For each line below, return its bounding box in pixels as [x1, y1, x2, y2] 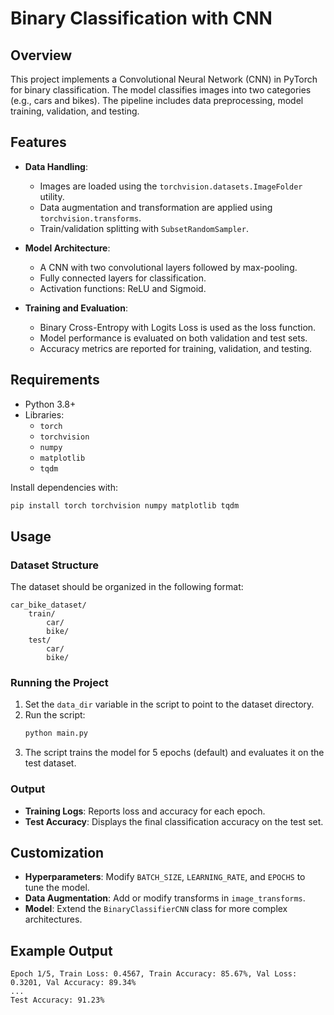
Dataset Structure [10, 558, 100, 572]
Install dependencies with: [10, 481, 119, 493]
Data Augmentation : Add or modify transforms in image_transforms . [24, 892, 306, 904]
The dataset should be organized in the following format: [10, 581, 244, 593]
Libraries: [24, 408, 65, 421]
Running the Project [10, 676, 109, 690]
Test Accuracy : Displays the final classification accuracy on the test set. [24, 815, 324, 827]
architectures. [24, 913, 83, 926]
